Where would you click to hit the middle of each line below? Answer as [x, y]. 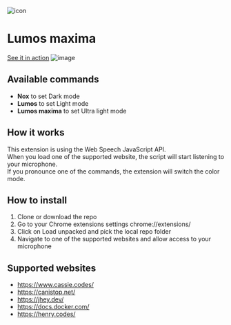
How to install [37, 200]
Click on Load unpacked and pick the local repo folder [94, 232]
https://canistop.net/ [46, 292]
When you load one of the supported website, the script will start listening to [116, 156]
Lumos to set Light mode [53, 103]
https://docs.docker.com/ [53, 307]
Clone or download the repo [57, 217]
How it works [36, 132]
